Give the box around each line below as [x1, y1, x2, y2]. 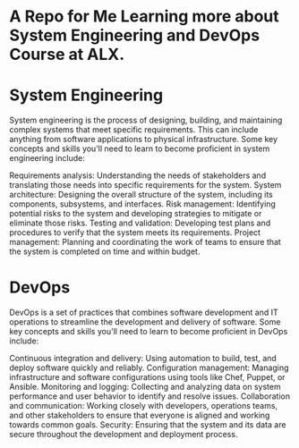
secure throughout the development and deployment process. [9, 429, 238, 440]
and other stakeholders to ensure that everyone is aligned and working [9, 410, 270, 421]
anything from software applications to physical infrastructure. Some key [9, 134, 278, 145]
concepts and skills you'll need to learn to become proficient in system [9, 143, 270, 154]
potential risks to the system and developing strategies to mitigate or [9, 208, 262, 219]
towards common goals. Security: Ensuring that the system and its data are [9, 419, 286, 430]
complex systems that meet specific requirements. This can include [9, 124, 259, 135]
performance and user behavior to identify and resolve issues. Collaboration [9, 391, 291, 402]
